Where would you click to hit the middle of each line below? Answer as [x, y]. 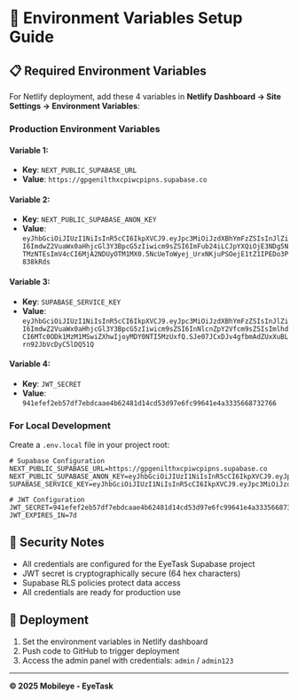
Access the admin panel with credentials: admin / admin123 [128, 660]
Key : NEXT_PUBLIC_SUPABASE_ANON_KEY [89, 219]
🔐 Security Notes [57, 543]
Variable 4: [30, 364]
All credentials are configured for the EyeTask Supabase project [138, 563]
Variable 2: [30, 200]
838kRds [36, 262]
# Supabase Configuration [57, 461]
